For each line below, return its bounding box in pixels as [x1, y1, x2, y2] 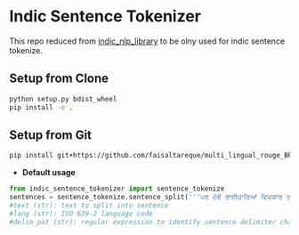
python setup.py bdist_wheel [9, 94, 117, 103]
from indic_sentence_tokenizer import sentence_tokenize [9, 184, 225, 193]
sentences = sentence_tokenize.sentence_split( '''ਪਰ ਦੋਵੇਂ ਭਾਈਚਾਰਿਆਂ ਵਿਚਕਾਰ [9, 193, 283, 202]
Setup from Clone [9, 71, 109, 86]
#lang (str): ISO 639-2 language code [9, 209, 153, 218]
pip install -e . [9, 102, 74, 112]
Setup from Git [9, 127, 92, 142]
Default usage [21, 167, 76, 178]
